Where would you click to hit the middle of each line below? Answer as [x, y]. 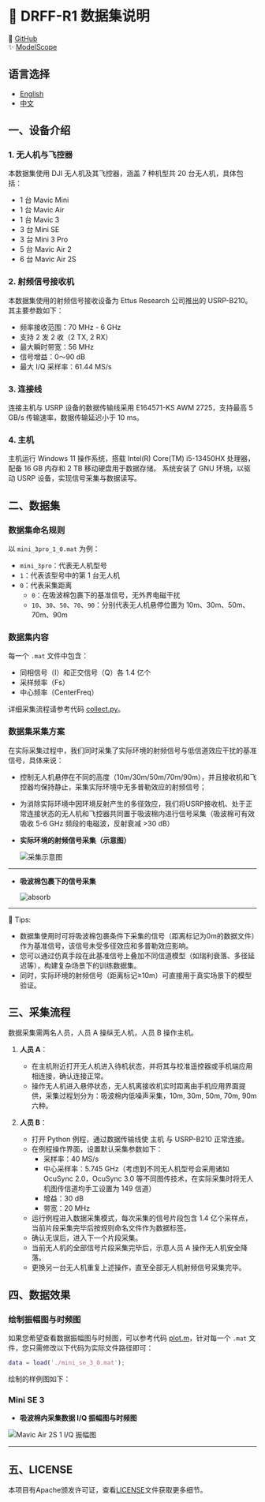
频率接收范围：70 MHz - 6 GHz [70, 327]
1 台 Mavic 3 [39, 220]
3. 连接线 [25, 389]
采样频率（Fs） [44, 683]
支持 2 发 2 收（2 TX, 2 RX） [66, 337]
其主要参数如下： [36, 310]
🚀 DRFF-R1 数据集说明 [79, 16]
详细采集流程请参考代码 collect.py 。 [67, 709]
